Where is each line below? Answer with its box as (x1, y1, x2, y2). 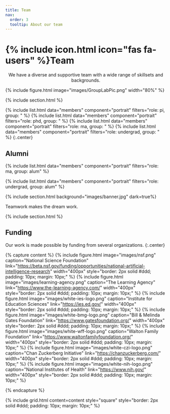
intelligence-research (5, 268, 51, 274)
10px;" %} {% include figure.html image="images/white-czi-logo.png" (5, 344, 153, 350)
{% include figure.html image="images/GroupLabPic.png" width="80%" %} (5, 87, 165, 93)
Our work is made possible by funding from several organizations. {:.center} (5, 242, 165, 248)
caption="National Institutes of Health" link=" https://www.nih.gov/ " (5, 366, 147, 372)
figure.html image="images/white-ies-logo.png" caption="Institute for (5, 295, 153, 302)
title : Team (5, 7, 31, 13)
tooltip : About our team (10, 22, 63, 27)
